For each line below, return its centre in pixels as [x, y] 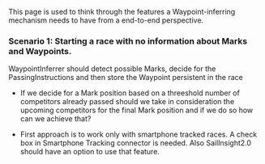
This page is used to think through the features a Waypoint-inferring [122, 12]
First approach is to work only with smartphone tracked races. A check [139, 135]
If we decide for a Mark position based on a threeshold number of [130, 93]
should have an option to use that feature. [90, 152]
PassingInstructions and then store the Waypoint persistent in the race [126, 78]
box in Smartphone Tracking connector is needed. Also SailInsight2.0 [136, 143]
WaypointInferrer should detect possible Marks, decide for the [112, 69]
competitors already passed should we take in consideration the [127, 102]
